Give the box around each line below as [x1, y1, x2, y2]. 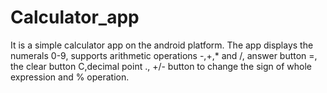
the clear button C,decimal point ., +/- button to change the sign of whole [10, 60, 312, 72]
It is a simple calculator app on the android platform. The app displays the [10, 39, 314, 51]
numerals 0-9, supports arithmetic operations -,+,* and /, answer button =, [10, 49, 318, 61]
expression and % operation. [10, 71, 130, 83]
